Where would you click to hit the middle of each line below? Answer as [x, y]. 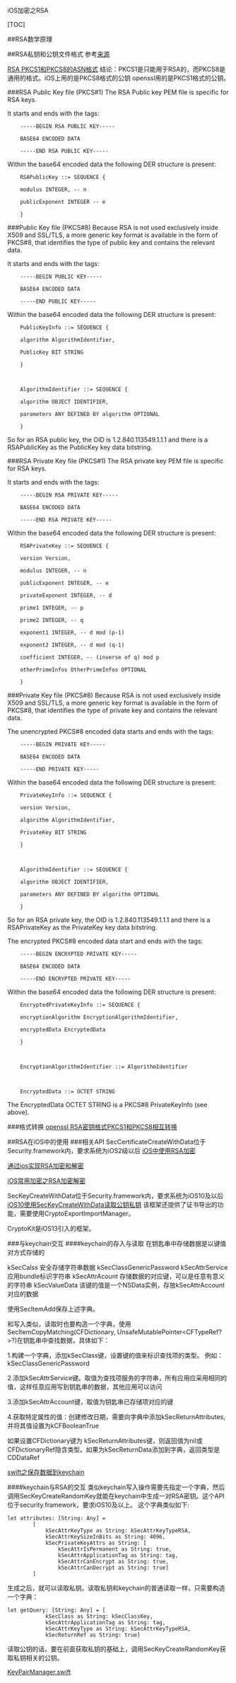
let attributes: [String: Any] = [57, 1518]
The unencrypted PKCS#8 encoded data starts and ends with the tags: [111, 731]
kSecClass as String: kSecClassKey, [99, 1617]
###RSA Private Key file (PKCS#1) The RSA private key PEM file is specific [116, 461]
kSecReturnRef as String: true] [93, 1635]
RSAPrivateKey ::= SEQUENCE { [65, 546]
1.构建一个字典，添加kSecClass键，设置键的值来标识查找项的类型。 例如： [116, 1355]
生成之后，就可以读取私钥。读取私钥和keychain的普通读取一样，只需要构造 [116, 1588]
